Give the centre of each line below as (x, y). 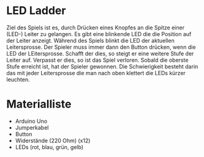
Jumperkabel (32, 127)
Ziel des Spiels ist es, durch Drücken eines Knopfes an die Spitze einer (96, 27)
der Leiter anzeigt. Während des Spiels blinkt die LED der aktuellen (90, 40)
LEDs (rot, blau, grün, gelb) (49, 147)
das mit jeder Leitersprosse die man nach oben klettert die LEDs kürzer (96, 73)
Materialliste (39, 104)
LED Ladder (36, 11)
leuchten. (18, 79)
